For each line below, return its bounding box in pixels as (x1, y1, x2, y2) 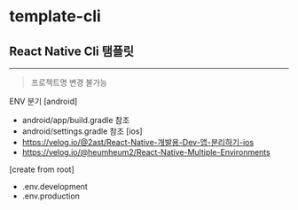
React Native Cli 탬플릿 (9, 43, 135, 58)
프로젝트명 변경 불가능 (30, 77, 108, 88)
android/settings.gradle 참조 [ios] (21, 126, 144, 136)
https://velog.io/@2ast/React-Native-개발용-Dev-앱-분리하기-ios (21, 137, 255, 147)
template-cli (9, 6, 102, 27)
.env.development (21, 182, 89, 191)
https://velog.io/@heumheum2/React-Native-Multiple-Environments (21, 147, 271, 157)
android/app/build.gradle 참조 (21, 115, 130, 125)
